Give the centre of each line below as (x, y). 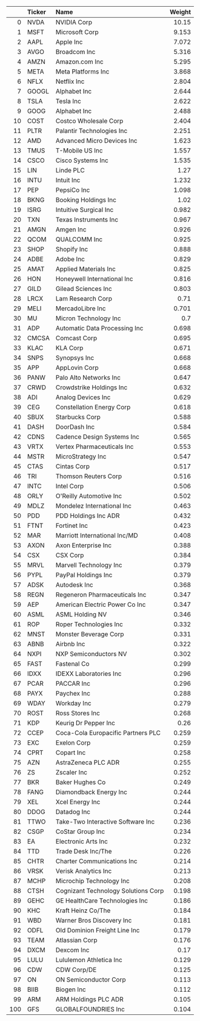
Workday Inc (74, 703)
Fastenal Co (72, 664)
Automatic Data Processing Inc (99, 328)
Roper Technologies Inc (89, 624)
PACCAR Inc (73, 684)
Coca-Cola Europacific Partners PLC (108, 733)
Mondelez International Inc (94, 506)
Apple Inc (69, 42)
